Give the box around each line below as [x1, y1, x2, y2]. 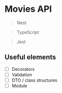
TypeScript [16, 29, 39, 35]
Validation [11, 71, 32, 77]
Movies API [4, 3, 52, 15]
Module [11, 83, 28, 89]
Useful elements [4, 53, 56, 62]
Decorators [11, 66, 35, 72]
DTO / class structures [11, 77, 58, 83]
